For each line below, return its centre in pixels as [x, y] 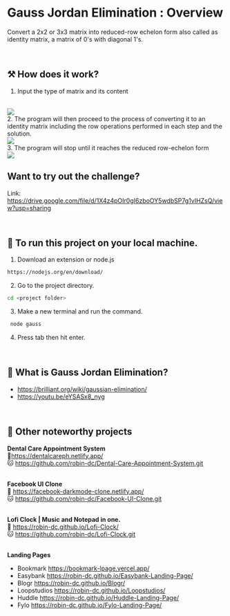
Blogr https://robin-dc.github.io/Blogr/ [71, 583]
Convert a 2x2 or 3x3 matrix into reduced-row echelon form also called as [113, 32]
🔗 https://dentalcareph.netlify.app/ [55, 455]
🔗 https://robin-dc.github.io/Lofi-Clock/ [63, 527]
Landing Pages [29, 554]
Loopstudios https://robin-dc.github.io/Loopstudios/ [91, 590]
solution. [20, 134]
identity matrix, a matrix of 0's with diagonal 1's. [75, 39]
